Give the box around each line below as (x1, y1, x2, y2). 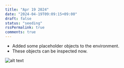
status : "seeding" (5, 20, 42, 26)
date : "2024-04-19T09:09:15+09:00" (5, 12, 78, 17)
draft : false (5, 16, 32, 21)
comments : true (5, 30, 36, 34)
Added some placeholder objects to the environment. (12, 43, 120, 49)
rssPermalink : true (5, 25, 45, 30)
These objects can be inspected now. (12, 48, 88, 54)
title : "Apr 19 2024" (5, 7, 49, 12)
